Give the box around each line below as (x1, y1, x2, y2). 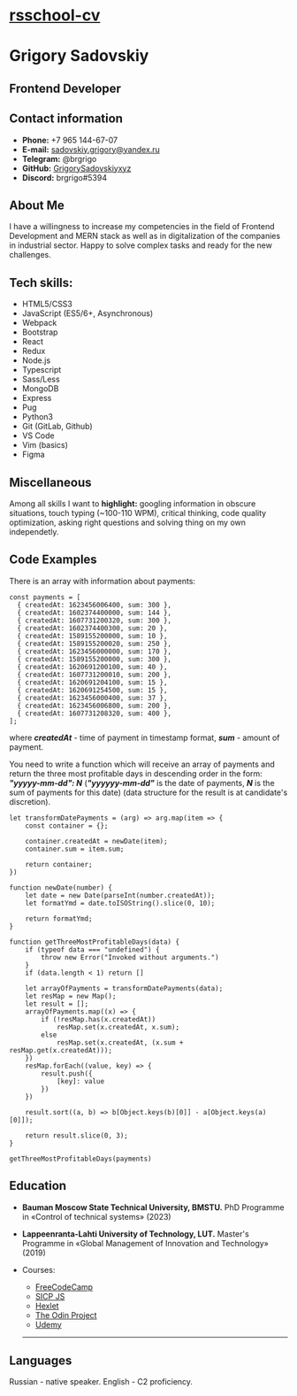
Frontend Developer (9, 81, 122, 96)
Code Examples (9, 552, 97, 567)
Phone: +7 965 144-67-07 (21, 135, 118, 145)
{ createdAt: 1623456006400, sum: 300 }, (17, 600, 172, 609)
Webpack (21, 318, 57, 328)
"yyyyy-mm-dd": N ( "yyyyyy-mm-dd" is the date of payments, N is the (9, 777, 276, 788)
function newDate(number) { (9, 883, 113, 892)
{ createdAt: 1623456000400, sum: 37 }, (17, 693, 168, 702)
